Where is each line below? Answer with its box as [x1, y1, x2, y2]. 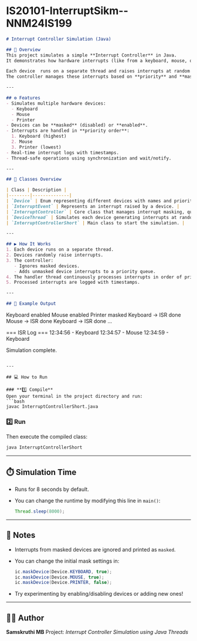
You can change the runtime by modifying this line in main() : [14, 497, 161, 504]
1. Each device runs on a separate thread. [6, 247, 114, 253]
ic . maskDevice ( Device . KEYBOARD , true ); [14, 569, 113, 574]
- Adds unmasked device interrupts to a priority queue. [13, 268, 157, 274]
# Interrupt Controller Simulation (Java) [6, 36, 111, 42]
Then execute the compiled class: [6, 433, 88, 440]
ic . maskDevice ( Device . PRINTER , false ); [14, 580, 113, 586]
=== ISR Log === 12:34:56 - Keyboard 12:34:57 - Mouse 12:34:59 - [6, 329, 169, 336]
